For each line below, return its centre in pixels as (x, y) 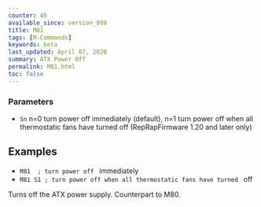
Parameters (31, 102)
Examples (33, 152)
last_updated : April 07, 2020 (58, 52)
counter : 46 (28, 15)
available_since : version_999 (58, 23)
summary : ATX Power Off (47, 60)
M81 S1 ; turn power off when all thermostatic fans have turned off (136, 179)
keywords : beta (33, 45)
